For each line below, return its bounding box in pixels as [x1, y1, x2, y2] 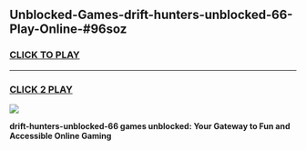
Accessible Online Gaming [9, 130, 112, 141]
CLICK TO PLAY [9, 49, 80, 62]
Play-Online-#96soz [9, 22, 127, 37]
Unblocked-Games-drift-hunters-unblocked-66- [9, 7, 293, 23]
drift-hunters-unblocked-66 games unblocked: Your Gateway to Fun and [9, 120, 291, 131]
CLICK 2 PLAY [9, 83, 73, 95]
